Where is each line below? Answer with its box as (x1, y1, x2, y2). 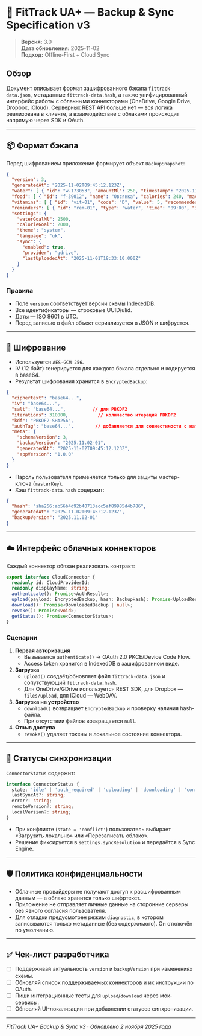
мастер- (158, 473, 180, 480)
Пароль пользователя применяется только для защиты (14, 473, 158, 480)
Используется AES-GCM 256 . (14, 358, 84, 366)
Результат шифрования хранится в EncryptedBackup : (14, 378, 148, 385)
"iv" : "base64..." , (11, 401, 61, 407)
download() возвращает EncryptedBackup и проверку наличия (23, 704, 179, 711)
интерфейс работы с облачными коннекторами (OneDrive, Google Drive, (6, 97, 192, 104)
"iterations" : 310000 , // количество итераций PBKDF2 (11, 412, 176, 418)
